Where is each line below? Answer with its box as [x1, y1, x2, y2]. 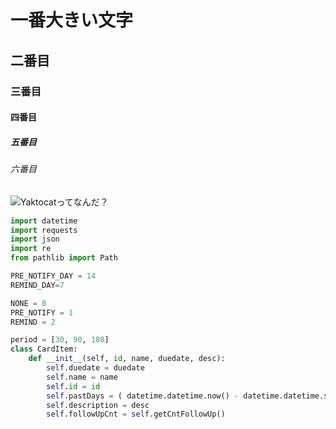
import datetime [10, 216, 78, 226]
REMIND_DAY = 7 [10, 280, 65, 290]
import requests [10, 225, 78, 235]
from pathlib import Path [10, 253, 118, 263]
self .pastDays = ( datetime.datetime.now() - [46, 391, 240, 401]
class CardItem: [10, 344, 78, 355]
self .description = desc [46, 400, 150, 410]
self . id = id [46, 381, 101, 391]
